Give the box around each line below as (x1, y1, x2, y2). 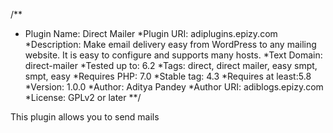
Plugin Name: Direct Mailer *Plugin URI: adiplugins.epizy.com (24, 28, 278, 39)
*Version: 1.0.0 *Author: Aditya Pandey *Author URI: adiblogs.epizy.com (24, 81, 324, 93)
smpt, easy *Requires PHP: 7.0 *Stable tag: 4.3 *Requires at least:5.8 (24, 70, 312, 82)
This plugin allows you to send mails (10, 111, 160, 123)
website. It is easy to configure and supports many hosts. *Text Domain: (24, 49, 323, 61)
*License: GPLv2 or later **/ (24, 92, 142, 103)
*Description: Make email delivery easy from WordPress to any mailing (24, 39, 317, 50)
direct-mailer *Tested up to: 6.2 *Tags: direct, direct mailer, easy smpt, (24, 60, 318, 71)
